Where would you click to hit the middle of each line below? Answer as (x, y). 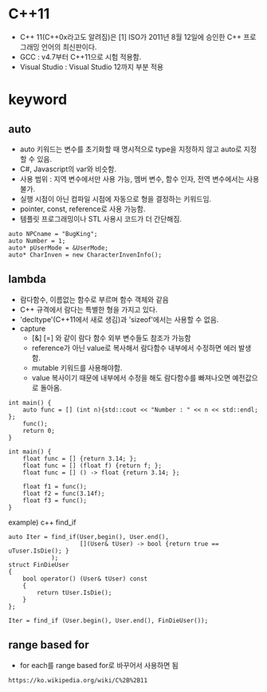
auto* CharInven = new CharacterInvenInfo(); (85, 255)
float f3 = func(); (55, 500)
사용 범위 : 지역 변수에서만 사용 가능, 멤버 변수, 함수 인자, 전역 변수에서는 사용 (139, 179)
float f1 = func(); (55, 486)
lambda (27, 279)
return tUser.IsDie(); (75, 592)
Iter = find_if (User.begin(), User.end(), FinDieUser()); (108, 620)
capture (33, 328)
